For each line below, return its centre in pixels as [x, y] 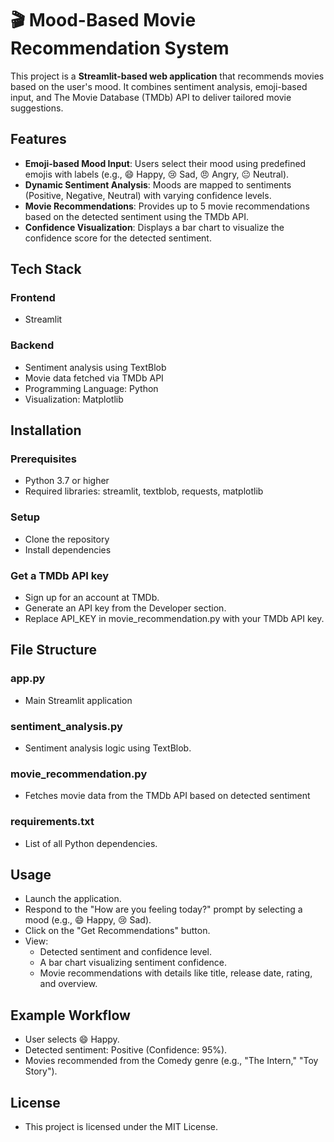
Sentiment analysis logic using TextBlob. [108, 748]
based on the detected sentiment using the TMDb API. [136, 216]
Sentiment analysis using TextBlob [95, 367]
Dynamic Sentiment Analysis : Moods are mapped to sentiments [158, 184]
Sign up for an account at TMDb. [92, 598]
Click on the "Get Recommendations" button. [117, 931]
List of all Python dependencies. [91, 843]
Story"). [41, 1071]
